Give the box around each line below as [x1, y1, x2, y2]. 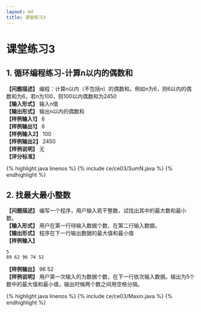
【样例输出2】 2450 [6, 138, 56, 145]
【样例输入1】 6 [6, 115, 45, 122]
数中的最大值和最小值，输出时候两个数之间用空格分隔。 [6, 281, 143, 288]
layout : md [6, 8, 34, 15]
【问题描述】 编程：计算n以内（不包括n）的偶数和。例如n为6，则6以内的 [6, 85, 187, 92]
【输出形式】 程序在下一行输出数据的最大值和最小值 [6, 230, 134, 237]
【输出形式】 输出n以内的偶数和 [6, 108, 85, 115]
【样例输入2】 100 [6, 130, 52, 137]
